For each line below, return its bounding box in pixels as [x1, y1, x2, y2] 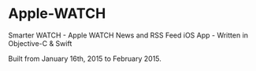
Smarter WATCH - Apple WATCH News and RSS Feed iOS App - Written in [8, 30, 249, 40]
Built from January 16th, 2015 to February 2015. [8, 54, 161, 63]
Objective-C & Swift [8, 38, 72, 48]
